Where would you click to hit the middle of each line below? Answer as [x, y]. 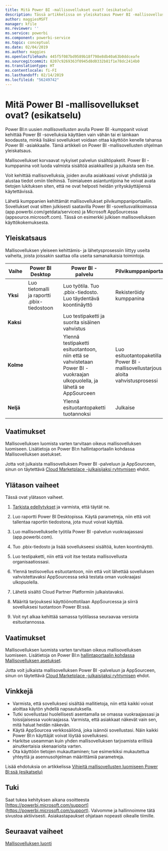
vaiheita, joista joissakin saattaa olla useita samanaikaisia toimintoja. [75, 255]
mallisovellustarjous [138, 368]
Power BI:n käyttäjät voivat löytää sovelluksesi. [60, 735]
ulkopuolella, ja [81, 380]
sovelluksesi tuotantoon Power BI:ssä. [51, 607]
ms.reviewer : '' [22, 29]
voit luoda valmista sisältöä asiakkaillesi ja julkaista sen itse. [93, 166]
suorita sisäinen [82, 322]
